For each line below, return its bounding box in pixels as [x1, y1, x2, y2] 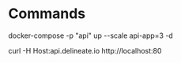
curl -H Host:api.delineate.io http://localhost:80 [8, 46, 162, 55]
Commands [8, 5, 86, 23]
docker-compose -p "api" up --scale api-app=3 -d [8, 31, 174, 40]
